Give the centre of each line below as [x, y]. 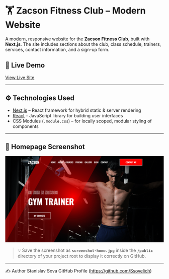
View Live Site [20, 78]
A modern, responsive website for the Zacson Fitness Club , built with [77, 39]
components [25, 126]
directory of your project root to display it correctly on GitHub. [82, 256]
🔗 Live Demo [25, 65]
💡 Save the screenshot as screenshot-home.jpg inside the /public [85, 250]
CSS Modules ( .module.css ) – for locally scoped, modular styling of [82, 121]
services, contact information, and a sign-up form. [57, 49]
